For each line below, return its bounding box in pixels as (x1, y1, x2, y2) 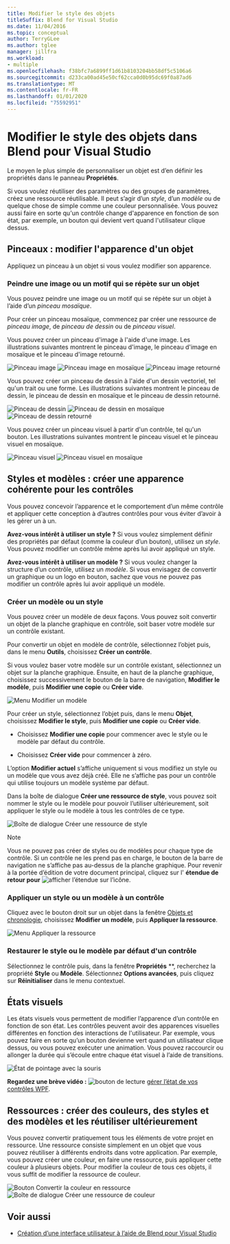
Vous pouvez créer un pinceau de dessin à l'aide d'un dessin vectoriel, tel (7, 376, 216, 385)
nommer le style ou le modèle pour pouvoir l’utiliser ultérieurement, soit (7, 800, 209, 808)
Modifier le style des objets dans (7, 129, 198, 145)
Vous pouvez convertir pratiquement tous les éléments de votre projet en (7, 1134, 214, 1142)
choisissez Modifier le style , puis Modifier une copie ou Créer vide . (7, 717, 201, 725)
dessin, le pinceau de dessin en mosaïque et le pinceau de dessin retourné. (7, 391, 221, 399)
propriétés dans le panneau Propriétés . (7, 173, 119, 182)
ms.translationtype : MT (7, 80, 76, 87)
